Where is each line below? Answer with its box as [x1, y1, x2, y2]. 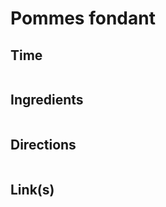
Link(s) [10, 182, 55, 199]
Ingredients [10, 92, 84, 109]
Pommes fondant [10, 7, 156, 30]
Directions [10, 137, 77, 154]
